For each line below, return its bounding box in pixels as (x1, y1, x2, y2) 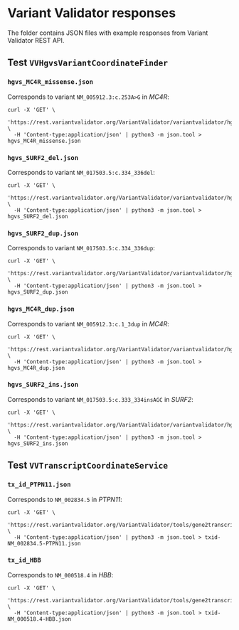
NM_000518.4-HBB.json (7, 615, 72, 623)
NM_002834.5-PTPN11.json (7, 540, 81, 547)
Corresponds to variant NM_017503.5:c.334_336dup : (7, 244, 155, 252)
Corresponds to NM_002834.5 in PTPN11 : (7, 495, 122, 503)
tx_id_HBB (7, 556, 41, 565)
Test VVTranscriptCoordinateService (7, 459, 169, 471)
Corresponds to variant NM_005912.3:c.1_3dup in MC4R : (7, 319, 169, 328)
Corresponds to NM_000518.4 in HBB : (7, 570, 114, 579)
